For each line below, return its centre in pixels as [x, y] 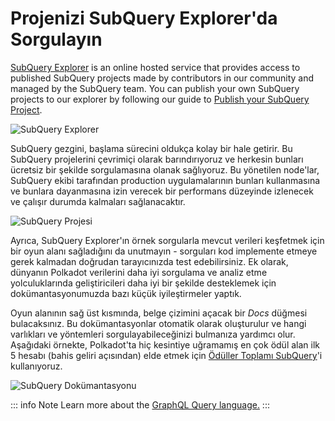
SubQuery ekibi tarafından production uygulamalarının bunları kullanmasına [165, 180]
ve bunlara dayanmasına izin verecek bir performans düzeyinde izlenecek [162, 191]
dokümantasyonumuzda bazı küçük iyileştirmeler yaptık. [126, 293]
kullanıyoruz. [36, 366]
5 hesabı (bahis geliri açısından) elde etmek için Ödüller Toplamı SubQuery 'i [166, 355]
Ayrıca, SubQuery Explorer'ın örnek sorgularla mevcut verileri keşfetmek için [167, 240]
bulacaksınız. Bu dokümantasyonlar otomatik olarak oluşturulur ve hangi [158, 323]
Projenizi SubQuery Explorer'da [144, 18]
